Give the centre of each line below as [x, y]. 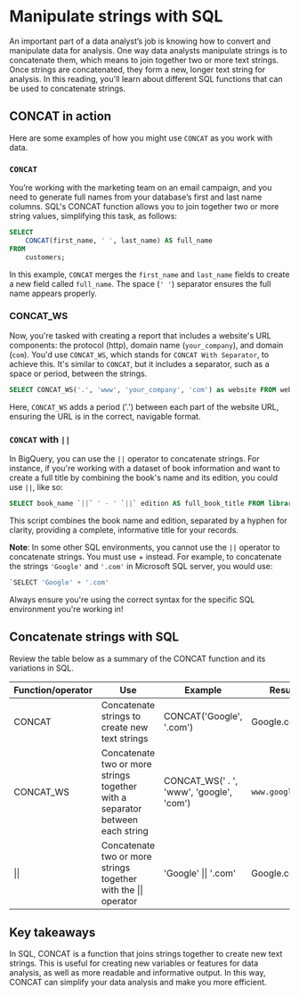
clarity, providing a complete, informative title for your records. [124, 530]
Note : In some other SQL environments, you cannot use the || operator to [145, 547]
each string [125, 830]
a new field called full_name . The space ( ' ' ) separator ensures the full [140, 283]
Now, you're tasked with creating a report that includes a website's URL [140, 335]
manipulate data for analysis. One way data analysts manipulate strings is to [148, 50]
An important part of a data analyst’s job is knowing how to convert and [140, 41]
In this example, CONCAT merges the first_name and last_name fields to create [149, 274]
